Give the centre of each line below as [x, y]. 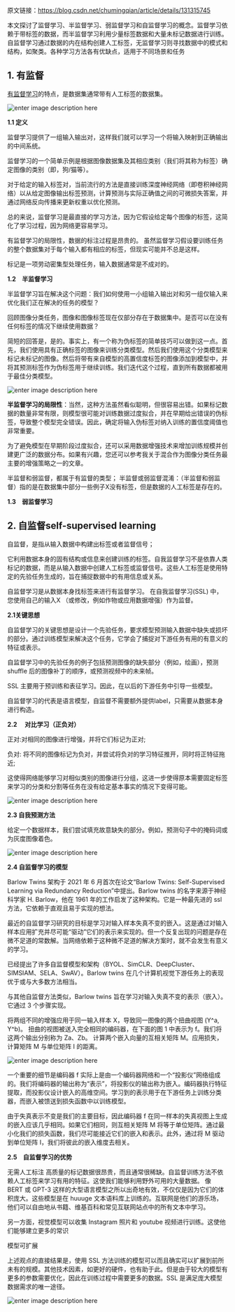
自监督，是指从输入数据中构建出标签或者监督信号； [81, 544]
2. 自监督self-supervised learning [81, 526]
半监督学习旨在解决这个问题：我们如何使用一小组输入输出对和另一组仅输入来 [117, 293]
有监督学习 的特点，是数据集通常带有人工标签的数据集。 [87, 94]
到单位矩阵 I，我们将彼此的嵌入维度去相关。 [70, 1142]
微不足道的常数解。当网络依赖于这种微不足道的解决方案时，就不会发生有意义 [117, 940]
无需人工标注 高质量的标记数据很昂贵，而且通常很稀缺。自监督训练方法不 [112, 1172]
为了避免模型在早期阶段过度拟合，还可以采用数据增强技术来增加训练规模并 [114, 445]
